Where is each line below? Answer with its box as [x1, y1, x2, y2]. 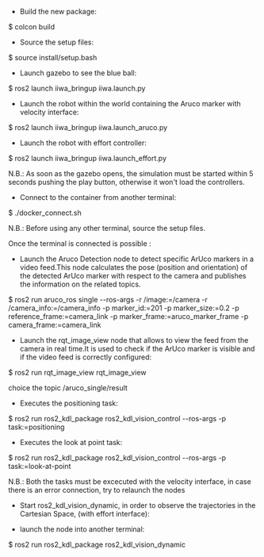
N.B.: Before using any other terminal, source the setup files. [8, 224, 206, 232]
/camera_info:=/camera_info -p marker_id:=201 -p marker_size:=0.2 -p [8, 303, 239, 313]
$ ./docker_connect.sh [8, 208, 82, 217]
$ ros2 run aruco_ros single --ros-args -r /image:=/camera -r [8, 295, 208, 304]
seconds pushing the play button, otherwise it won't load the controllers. [8, 178, 245, 186]
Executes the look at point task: [19, 438, 123, 447]
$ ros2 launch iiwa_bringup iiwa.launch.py [8, 83, 146, 93]
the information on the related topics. [19, 279, 141, 289]
